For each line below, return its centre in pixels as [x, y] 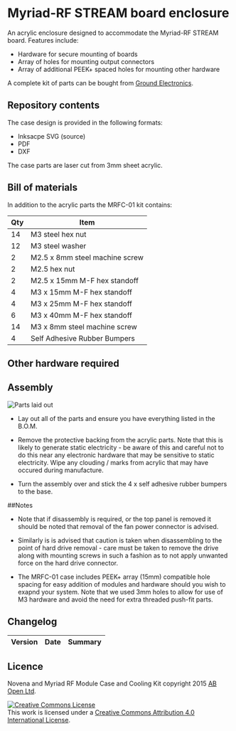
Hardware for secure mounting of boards [77, 54]
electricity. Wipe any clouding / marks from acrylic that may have [113, 462]
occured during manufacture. [61, 470]
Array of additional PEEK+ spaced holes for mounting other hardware [119, 69]
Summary [85, 641]
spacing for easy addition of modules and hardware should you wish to [122, 584]
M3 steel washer [59, 245]
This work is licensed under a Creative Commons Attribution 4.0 [101, 713]
